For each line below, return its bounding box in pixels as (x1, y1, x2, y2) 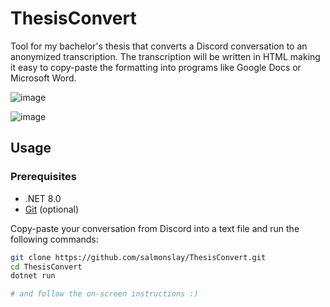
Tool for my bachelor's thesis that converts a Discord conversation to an (10, 40, 308, 52)
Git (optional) (24, 203, 80, 215)
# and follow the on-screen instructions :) (10, 289, 199, 299)
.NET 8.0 (24, 192, 62, 204)
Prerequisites (10, 170, 77, 184)
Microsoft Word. (10, 72, 77, 84)
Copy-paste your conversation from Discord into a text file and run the (10, 222, 300, 234)
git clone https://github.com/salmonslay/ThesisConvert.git (10, 252, 267, 262)
